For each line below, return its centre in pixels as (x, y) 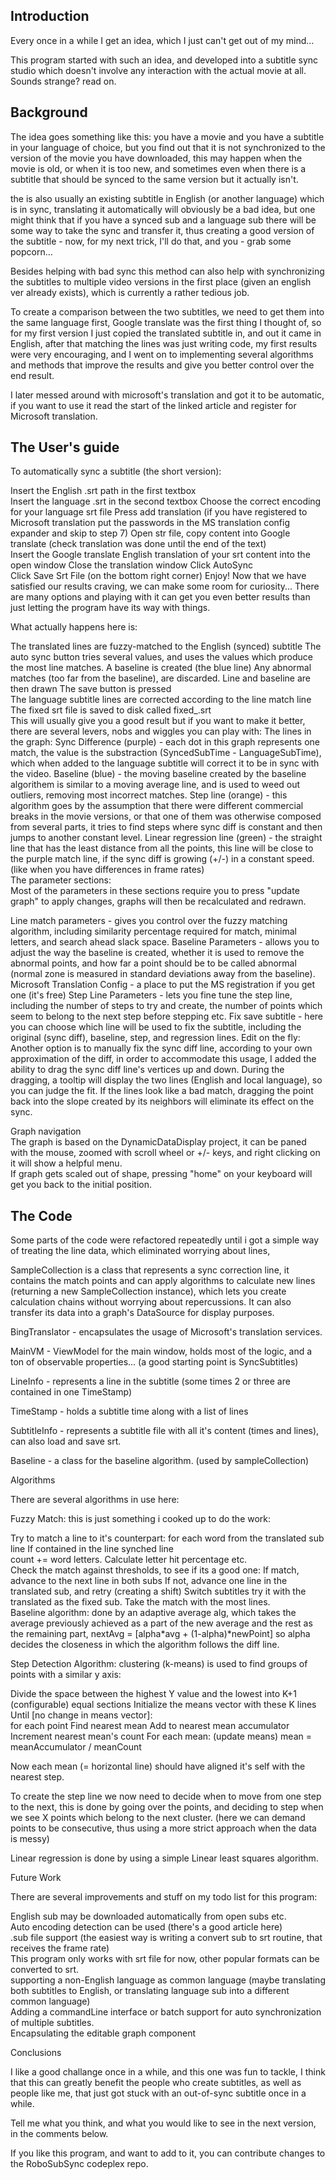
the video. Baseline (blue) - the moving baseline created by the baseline (158, 774)
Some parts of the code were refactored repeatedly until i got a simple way (165, 1240)
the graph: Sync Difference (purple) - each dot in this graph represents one (165, 742)
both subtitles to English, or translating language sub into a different (150, 1991)
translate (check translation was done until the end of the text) (138, 544)
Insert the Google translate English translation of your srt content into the (160, 555)
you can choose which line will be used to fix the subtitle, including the (156, 1027)
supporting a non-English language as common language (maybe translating (168, 1980)
